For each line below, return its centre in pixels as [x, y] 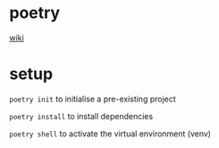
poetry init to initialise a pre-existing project [93, 99]
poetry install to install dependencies [81, 116]
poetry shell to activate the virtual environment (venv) [110, 134]
